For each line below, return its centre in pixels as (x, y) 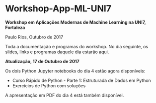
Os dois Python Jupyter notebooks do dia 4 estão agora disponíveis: (75, 71)
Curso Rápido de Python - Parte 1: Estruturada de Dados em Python (82, 80)
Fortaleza (15, 27)
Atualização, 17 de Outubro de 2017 (42, 61)
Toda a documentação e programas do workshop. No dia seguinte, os (77, 46)
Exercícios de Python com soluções (49, 86)
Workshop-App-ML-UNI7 (58, 9)
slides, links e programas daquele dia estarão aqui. (57, 52)
